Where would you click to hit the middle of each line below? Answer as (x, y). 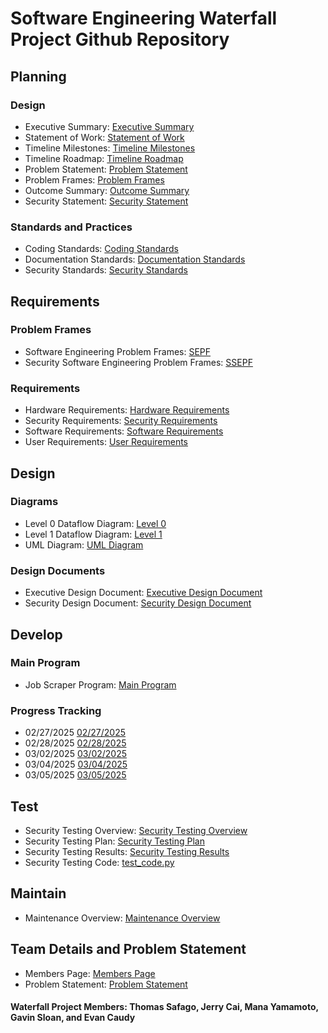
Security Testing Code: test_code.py (99, 862)
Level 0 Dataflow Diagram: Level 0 (95, 523)
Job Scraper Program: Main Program (100, 684)
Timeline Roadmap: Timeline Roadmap (104, 158)
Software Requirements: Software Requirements (124, 431)
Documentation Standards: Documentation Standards (135, 259)
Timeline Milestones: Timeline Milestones (110, 148)
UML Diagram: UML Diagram (84, 544)
